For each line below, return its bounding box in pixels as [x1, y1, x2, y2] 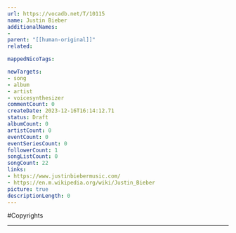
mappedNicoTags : [7, 55, 55, 63]
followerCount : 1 [7, 147, 58, 154]
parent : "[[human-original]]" [7, 36, 96, 44]
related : [7, 43, 33, 50]
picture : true [7, 185, 49, 193]
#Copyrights [7, 211, 44, 220]
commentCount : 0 [7, 101, 55, 108]
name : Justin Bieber [7, 17, 68, 24]
